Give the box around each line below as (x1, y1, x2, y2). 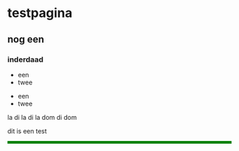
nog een (7, 33, 45, 45)
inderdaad (7, 55, 44, 65)
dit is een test (7, 126, 48, 135)
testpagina (7, 5, 73, 21)
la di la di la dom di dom (7, 113, 77, 121)
